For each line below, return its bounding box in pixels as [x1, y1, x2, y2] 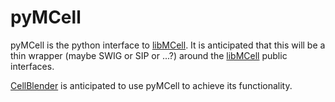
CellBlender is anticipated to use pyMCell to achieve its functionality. [10, 79, 293, 91]
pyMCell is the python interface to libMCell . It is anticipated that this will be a [10, 39, 326, 51]
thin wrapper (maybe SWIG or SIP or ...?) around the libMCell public [10, 49, 288, 61]
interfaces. [10, 60, 55, 72]
